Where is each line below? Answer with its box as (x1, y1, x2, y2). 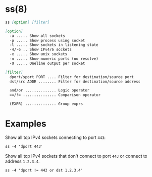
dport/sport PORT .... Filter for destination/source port (9, 74, 134, 80)
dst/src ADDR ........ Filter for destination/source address (9, 79, 141, 84)
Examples (5, 118, 47, 130)
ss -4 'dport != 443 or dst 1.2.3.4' (5, 168, 83, 173)
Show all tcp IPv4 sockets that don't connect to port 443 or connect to (5, 153, 148, 159)
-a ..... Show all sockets (9, 33, 65, 38)
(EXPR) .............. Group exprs (9, 101, 83, 107)
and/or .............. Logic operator (9, 88, 90, 93)
